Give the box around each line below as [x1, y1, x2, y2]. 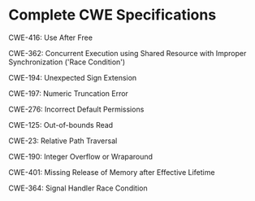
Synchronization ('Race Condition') [8, 57, 126, 67]
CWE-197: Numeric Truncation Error [8, 88, 128, 98]
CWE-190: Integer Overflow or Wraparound [8, 151, 153, 161]
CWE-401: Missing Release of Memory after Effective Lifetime [8, 167, 215, 177]
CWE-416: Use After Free [8, 33, 93, 42]
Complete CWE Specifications [8, 6, 217, 24]
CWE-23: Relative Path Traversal [8, 136, 118, 146]
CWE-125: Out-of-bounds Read [8, 120, 114, 129]
